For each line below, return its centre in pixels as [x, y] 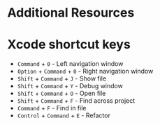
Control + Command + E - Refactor [64, 115]
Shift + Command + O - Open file [61, 93]
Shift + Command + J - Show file [62, 78]
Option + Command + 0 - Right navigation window [85, 72]
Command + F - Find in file [52, 108]
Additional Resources [71, 13]
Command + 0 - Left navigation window [70, 64]
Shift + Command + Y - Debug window [70, 86]
